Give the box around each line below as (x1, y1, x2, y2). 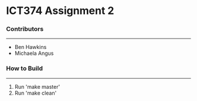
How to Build (6, 64, 43, 72)
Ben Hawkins (14, 44, 47, 51)
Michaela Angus (14, 50, 54, 57)
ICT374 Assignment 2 (6, 4, 114, 18)
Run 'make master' (14, 83, 60, 90)
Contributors (6, 25, 44, 33)
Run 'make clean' (14, 89, 57, 96)
